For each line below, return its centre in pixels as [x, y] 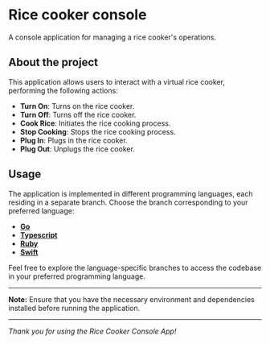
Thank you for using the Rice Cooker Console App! [92, 331]
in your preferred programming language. [77, 276]
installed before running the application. [74, 308]
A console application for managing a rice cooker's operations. [112, 37]
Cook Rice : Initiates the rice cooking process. [95, 123]
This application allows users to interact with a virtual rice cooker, [117, 81]
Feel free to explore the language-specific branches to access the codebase [135, 267]
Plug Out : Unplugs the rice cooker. [77, 149]
